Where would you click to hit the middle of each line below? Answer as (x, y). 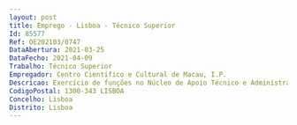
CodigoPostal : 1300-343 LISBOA (67, 91)
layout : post (33, 17)
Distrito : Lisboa (41, 107)
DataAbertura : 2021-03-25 (57, 50)
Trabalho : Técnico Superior (61, 67)
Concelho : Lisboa (41, 99)
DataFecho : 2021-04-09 (51, 58)
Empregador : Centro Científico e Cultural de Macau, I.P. (118, 75)
